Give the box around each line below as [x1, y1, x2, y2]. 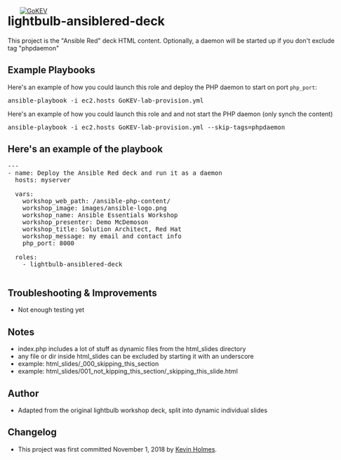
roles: [15, 253, 38, 261]
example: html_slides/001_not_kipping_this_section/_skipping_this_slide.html [18, 367, 239, 376]
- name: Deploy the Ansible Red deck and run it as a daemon [8, 169, 222, 177]
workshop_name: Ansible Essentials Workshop [22, 211, 178, 219]
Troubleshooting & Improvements [8, 287, 158, 298]
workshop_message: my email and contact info [22, 232, 182, 240]
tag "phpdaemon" [8, 44, 60, 52]
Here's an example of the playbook [8, 143, 163, 155]
